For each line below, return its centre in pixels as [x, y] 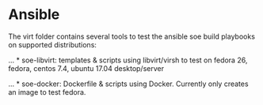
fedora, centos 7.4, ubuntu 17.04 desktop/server [86, 68]
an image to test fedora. [47, 92]
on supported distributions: [53, 44]
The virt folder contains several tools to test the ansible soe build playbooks [132, 36]
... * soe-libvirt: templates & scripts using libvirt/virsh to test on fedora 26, [128, 60]
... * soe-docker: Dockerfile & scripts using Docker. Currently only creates [128, 84]
